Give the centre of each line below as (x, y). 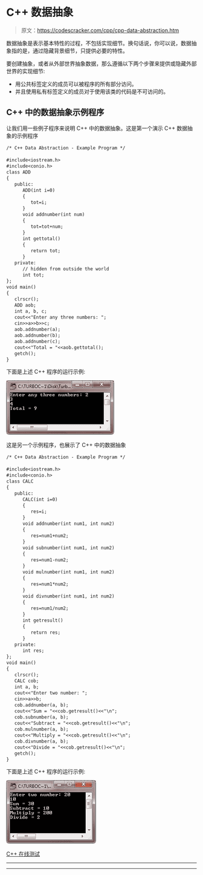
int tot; (33, 275)
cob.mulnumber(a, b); (41, 729)
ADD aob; (25, 305)
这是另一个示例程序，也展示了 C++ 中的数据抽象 (66, 444)
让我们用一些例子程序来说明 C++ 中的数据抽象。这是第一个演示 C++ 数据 (97, 128)
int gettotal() (41, 239)
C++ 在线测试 (23, 854)
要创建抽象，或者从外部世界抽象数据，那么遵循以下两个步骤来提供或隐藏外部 (101, 63)
